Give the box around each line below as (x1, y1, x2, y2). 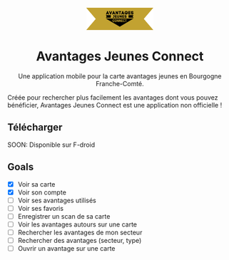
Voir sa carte (17, 180, 56, 188)
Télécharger (7, 121, 63, 134)
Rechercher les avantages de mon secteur (17, 228, 143, 236)
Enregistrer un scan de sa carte (17, 212, 111, 220)
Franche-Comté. (96, 79, 144, 88)
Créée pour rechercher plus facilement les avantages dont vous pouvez (7, 93, 218, 102)
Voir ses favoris (17, 204, 64, 212)
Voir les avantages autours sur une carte (17, 220, 138, 229)
